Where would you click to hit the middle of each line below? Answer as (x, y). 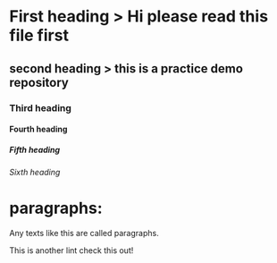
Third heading (40, 107)
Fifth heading (35, 149)
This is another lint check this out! (71, 250)
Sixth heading (35, 173)
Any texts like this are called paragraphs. (84, 233)
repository (39, 82)
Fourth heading (38, 129)
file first (39, 35)
